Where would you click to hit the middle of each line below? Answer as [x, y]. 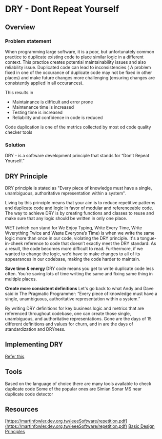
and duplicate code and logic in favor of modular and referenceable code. [79, 208]
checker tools [19, 132]
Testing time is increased [37, 112]
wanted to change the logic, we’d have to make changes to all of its [73, 254]
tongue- [149, 238]
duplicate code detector [29, 394]
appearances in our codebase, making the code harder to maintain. [73, 259]
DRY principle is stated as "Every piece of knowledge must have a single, [79, 188]
